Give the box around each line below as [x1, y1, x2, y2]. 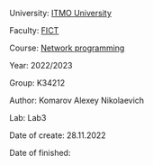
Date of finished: [9, 148, 71, 158]
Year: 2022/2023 [9, 60, 73, 70]
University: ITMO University [9, 8, 112, 18]
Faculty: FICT [9, 25, 59, 35]
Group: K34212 [9, 78, 66, 88]
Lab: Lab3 [9, 113, 47, 123]
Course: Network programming [9, 42, 125, 53]
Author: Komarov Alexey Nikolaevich [9, 95, 145, 105]
